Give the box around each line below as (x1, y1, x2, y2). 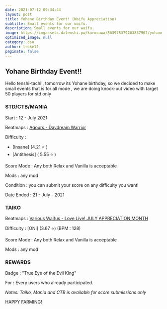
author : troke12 (5, 44, 39, 49)
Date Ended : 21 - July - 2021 (5, 192, 65, 198)
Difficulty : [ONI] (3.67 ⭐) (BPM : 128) (5, 225, 81, 231)
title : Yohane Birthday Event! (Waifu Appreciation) (5, 16, 117, 21)
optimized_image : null (5, 35, 52, 40)
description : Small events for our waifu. (5, 26, 94, 31)
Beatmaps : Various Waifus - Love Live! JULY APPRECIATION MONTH (5, 215, 148, 221)
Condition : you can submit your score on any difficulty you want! (5, 182, 139, 188)
